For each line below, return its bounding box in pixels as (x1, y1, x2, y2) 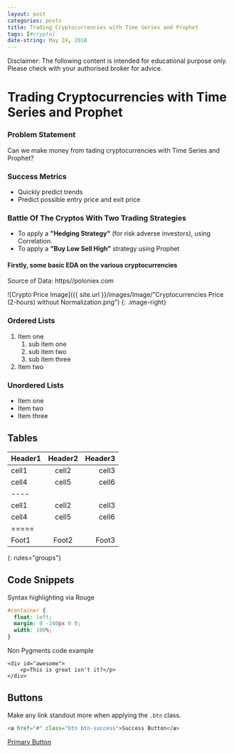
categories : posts (7, 17, 62, 24)
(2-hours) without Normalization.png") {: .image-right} (7, 298, 167, 307)
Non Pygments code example (7, 647, 94, 655)
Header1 (11, 453, 41, 463)
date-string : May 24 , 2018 (7, 37, 87, 44)
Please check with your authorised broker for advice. (7, 64, 163, 73)
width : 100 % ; (14, 627, 53, 634)
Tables (7, 433, 38, 445)
